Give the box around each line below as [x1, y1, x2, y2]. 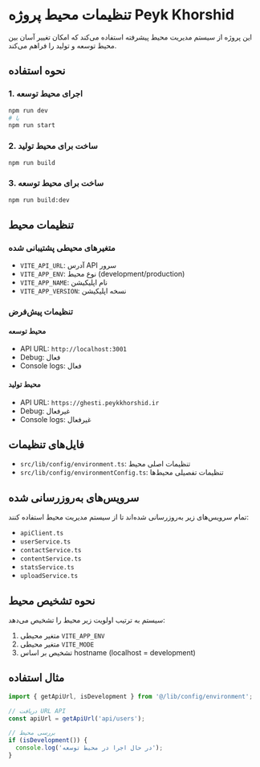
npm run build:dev [8, 195, 70, 204]
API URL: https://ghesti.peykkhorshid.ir [19, 397, 160, 407]
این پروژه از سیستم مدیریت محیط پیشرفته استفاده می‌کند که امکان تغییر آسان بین [8, 32, 253, 42]
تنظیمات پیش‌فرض [8, 306, 74, 318]
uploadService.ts [19, 572, 79, 580]
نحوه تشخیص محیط [8, 593, 95, 608]
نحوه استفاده [8, 64, 66, 78]
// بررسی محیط [8, 729, 56, 737]
